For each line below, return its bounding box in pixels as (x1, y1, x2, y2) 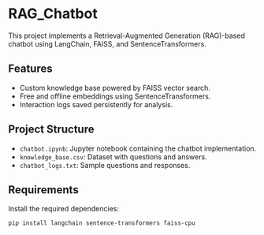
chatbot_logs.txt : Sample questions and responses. (19, 160, 191, 170)
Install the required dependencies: (8, 204, 120, 214)
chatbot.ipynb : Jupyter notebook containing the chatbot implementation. (19, 144, 257, 153)
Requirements (8, 183, 79, 196)
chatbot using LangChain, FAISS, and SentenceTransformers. (8, 39, 206, 48)
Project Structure (8, 123, 95, 136)
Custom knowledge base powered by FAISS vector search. (19, 83, 211, 92)
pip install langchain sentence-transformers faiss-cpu (8, 219, 195, 227)
